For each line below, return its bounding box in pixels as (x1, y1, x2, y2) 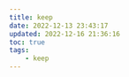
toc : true (9, 37, 46, 47)
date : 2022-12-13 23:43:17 (9, 21, 109, 30)
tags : (9, 46, 29, 55)
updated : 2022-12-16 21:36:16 (9, 29, 121, 38)
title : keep (9, 12, 53, 22)
